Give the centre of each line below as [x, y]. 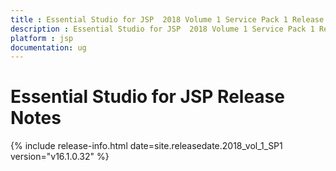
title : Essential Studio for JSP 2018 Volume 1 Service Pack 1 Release [167, 19]
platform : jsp [42, 38]
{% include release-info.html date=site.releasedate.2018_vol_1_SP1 [146, 146]
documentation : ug [48, 47]
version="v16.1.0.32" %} [60, 157]
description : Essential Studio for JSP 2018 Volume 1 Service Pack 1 [162, 29]
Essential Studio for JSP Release [147, 97]
